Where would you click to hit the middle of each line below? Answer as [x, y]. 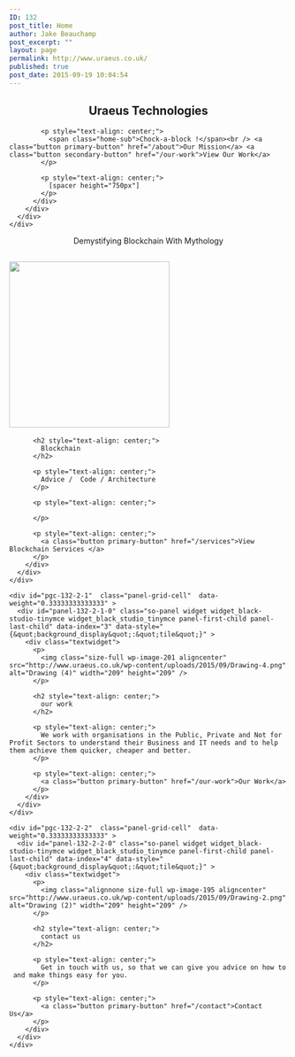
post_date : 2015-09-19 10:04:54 [68, 75]
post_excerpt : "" [41, 42]
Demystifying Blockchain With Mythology [148, 241]
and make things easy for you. [70, 976]
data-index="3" [84, 627]
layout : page [33, 50]
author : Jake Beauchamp [53, 34]
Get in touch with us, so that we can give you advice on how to [164, 968]
